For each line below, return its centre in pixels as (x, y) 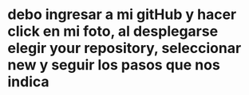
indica (28, 82)
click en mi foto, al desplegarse (113, 31)
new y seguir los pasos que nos (114, 65)
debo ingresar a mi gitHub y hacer (122, 15)
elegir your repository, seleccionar (125, 48)
